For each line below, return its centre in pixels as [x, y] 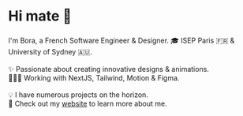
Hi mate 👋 [40, 16]
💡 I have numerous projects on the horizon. [78, 95]
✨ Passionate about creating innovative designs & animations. [108, 69]
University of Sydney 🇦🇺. [50, 52]
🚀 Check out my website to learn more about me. [88, 104]
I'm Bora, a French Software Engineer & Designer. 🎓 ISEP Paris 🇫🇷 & [121, 41]
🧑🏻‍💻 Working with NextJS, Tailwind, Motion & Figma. [94, 78]
